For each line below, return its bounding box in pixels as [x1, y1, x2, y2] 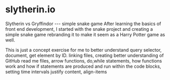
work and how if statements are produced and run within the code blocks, [5, 63, 161, 69]
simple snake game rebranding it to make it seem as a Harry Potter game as [5, 31, 165, 37]
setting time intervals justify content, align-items [5, 68, 108, 75]
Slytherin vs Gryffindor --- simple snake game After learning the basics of [5, 21, 161, 27]
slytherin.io [5, 4, 55, 15]
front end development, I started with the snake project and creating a [5, 26, 153, 32]
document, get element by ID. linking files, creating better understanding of [5, 52, 164, 58]
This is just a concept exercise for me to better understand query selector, [5, 47, 162, 53]
